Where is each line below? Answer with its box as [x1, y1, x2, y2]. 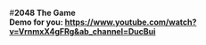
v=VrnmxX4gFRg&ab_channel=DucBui [9, 26, 156, 36]
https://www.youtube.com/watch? [64, 17, 197, 27]
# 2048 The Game [9, 8, 76, 18]
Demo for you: [9, 17, 64, 27]
